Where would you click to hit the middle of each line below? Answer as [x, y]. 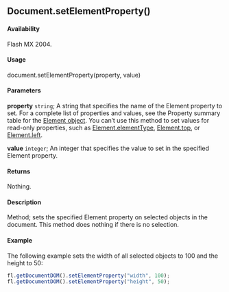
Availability [23, 28]
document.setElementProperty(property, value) [74, 75]
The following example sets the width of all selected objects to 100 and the [112, 256]
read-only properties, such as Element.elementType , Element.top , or [104, 127]
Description [24, 202]
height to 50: [25, 263]
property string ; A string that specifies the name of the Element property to [115, 106]
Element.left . [25, 135]
